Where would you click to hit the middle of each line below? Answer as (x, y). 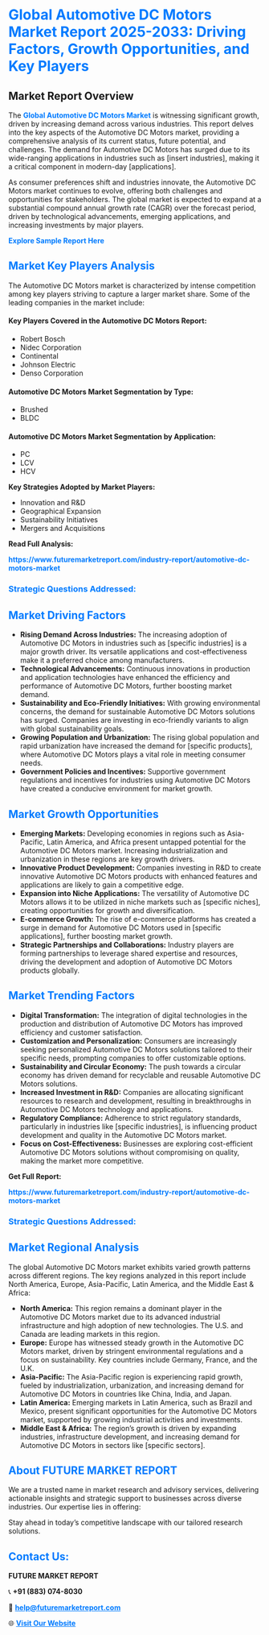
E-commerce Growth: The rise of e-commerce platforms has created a (138, 919)
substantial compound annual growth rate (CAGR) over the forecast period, (132, 208)
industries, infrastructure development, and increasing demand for (130, 1437)
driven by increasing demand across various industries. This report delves (131, 124)
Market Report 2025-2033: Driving (127, 32)
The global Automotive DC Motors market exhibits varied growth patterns (130, 1267)
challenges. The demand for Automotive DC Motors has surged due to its (129, 149)
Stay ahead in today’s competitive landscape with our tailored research (126, 1523)
